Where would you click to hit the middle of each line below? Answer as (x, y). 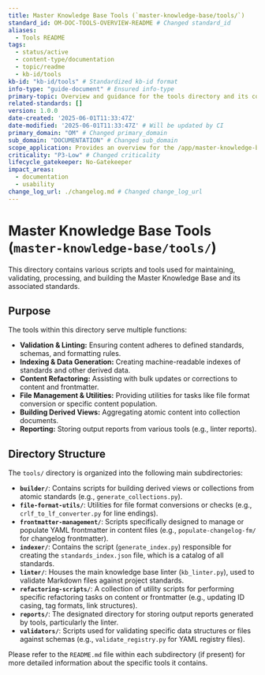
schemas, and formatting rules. (70, 354)
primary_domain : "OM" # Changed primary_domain (88, 133)
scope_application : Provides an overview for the (91, 148)
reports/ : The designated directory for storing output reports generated (136, 614)
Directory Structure (57, 454)
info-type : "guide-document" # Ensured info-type (91, 89)
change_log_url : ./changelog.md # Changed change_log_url (105, 191)
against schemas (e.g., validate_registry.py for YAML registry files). (132, 639)
